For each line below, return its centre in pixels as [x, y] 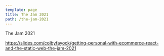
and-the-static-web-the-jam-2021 [41, 48]
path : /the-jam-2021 [27, 19]
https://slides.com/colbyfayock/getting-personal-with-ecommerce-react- [82, 43]
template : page [21, 10]
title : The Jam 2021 [27, 14]
